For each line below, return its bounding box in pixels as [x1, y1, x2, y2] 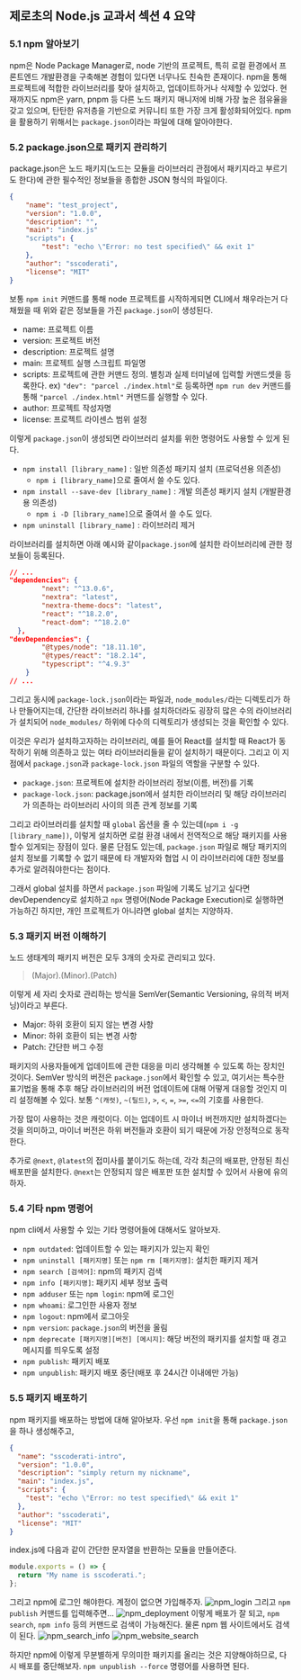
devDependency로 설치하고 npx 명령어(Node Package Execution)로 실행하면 [9, 894, 285, 904]
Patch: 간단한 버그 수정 [22, 1042, 104, 1053]
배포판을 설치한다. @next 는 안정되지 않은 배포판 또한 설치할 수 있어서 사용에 [9, 1166, 271, 1177]
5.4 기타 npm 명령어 [9, 1202, 93, 1215]
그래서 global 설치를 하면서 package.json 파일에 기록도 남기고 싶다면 [9, 883, 251, 894]
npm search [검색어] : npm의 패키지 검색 [22, 1266, 163, 1277]
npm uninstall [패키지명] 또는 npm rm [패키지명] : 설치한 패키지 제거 [22, 1254, 259, 1266]
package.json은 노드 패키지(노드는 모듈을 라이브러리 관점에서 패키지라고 [9, 163, 263, 174]
